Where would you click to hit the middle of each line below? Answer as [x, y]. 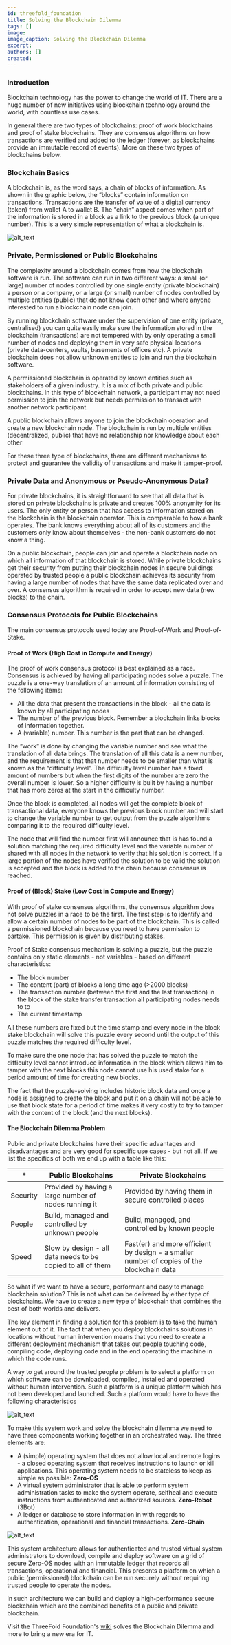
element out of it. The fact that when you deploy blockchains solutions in [110, 1329]
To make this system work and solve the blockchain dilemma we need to [110, 1428]
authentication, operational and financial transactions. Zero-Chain [111, 1522]
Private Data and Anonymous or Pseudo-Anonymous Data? [108, 481]
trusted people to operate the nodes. [59, 1585]
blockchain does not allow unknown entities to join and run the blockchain [112, 357]
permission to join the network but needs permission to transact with [104, 400]
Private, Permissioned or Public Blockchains [82, 256]
